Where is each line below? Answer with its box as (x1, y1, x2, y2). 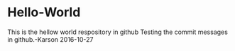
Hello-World (7, 4, 81, 21)
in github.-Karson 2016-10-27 (7, 35, 94, 43)
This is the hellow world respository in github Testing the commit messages (7, 28, 229, 36)
